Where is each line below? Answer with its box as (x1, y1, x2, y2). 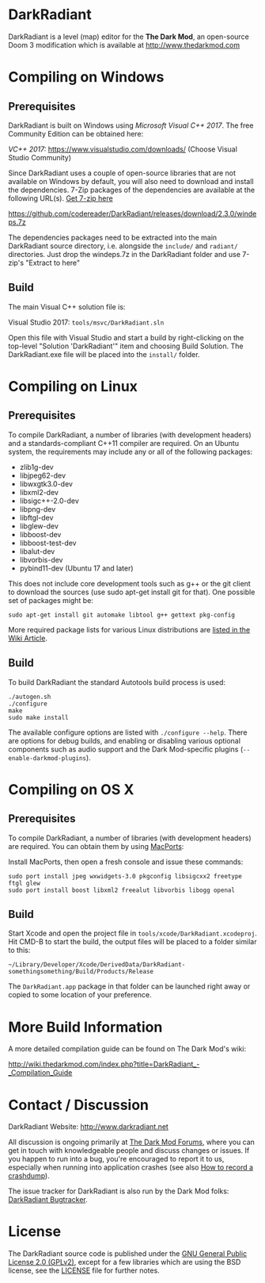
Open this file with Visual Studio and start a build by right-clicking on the (8, 332, 244, 342)
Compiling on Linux (8, 377, 138, 395)
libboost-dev (19, 529, 62, 539)
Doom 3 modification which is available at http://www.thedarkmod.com (8, 40, 240, 49)
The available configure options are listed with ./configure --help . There (8, 728, 248, 737)
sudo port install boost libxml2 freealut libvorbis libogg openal (8, 886, 236, 894)
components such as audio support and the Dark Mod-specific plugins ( (8, 744, 244, 754)
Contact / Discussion (8, 1096, 149, 1114)
